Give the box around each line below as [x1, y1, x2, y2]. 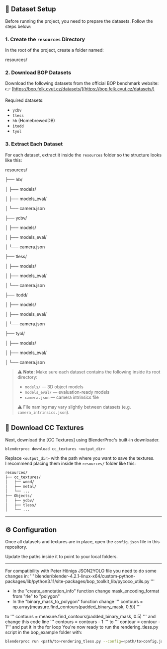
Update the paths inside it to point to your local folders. [5, 554, 118, 560]
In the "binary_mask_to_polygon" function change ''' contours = [12, 599, 143, 605]
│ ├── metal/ [5, 484, 37, 489]
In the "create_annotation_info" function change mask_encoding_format [12, 588, 160, 594]
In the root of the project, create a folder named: [5, 47, 104, 53]
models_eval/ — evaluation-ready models [24, 389, 110, 395]
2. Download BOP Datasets [5, 69, 71, 76]
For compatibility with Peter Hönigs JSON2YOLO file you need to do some [5, 568, 157, 574]
